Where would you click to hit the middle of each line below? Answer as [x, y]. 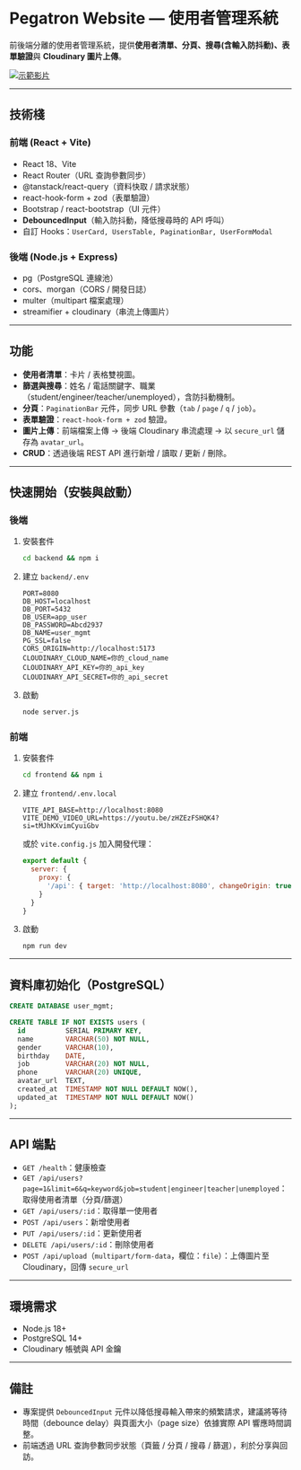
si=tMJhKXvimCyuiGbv [60, 826]
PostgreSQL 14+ [52, 1338]
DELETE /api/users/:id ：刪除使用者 [88, 1245]
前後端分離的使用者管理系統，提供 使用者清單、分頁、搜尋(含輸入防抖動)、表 [150, 45]
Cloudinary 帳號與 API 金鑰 [72, 1349]
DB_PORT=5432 [47, 610]
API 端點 [33, 1144]
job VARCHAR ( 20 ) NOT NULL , [84, 1064]
